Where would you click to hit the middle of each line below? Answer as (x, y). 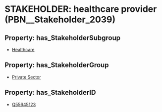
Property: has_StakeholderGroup (57, 65)
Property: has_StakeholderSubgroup (63, 38)
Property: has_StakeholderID (50, 93)
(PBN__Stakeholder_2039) (60, 19)
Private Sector (26, 77)
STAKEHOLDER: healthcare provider (81, 9)
